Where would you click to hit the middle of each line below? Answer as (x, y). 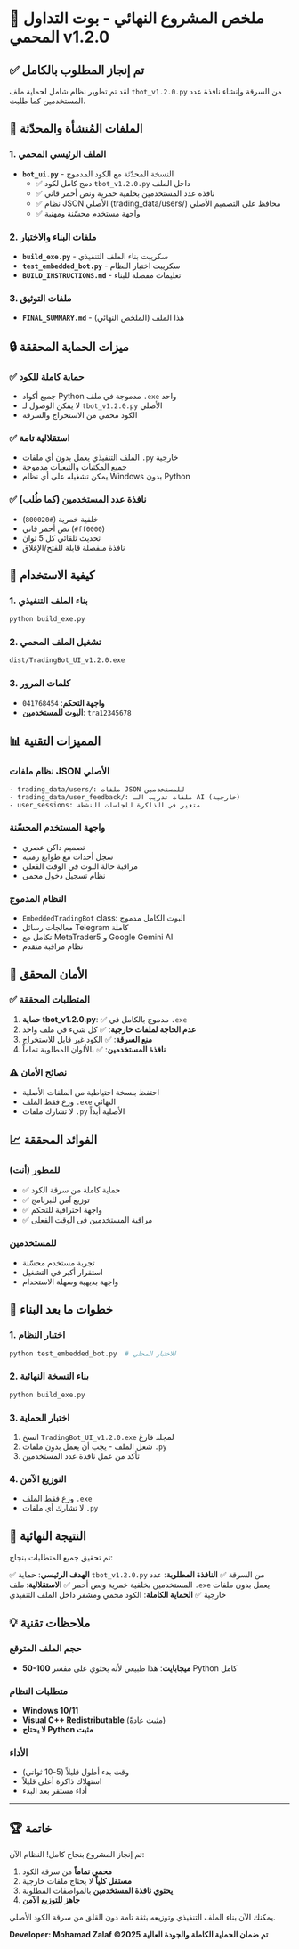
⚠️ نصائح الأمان (38, 1073)
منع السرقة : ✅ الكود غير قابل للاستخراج (87, 1039)
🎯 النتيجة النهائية (48, 1536)
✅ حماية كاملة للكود (47, 376)
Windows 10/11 (50, 1710)
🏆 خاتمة (31, 1828)
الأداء (19, 1752)
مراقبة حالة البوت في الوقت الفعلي (80, 866)
